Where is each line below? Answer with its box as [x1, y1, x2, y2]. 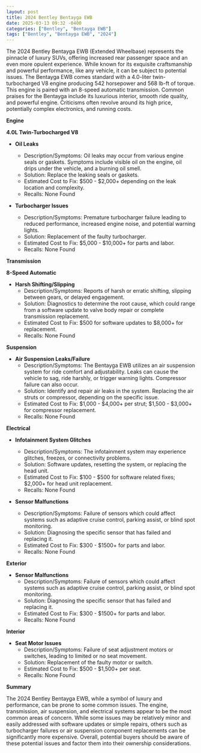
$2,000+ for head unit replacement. [23, 480, 113, 487]
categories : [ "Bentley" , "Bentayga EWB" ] [6, 25, 112, 32]
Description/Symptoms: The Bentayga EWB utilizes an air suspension [23, 362, 196, 369]
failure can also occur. [23, 381, 79, 389]
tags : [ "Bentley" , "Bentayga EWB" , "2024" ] [6, 31, 117, 37]
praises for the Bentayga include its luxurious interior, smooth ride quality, [6, 93, 188, 100]
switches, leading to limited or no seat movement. [23, 652, 147, 660]
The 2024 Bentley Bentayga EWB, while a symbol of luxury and [6, 695, 163, 702]
